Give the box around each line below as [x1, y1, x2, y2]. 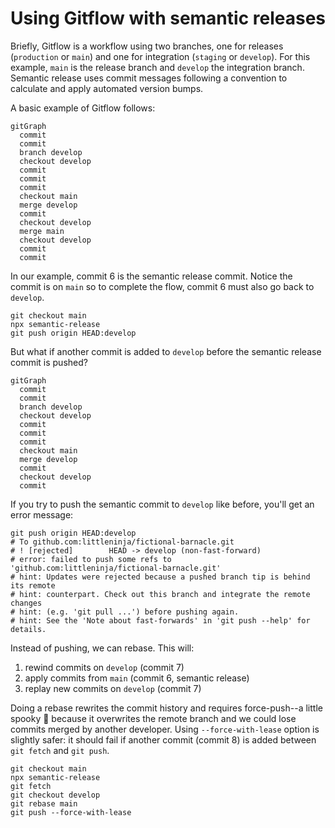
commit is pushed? [10, 356, 88, 368]
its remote [10, 580, 56, 591]
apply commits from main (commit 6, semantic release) [24, 672, 250, 684]
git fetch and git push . [10, 744, 110, 756]
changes [10, 598, 43, 608]
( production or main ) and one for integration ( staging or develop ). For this [10, 50, 311, 62]
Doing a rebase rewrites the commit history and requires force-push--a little [10, 702, 323, 714]
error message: [10, 508, 74, 521]
